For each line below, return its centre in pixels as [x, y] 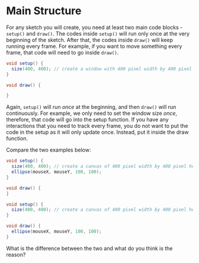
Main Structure [44, 11]
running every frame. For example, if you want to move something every [94, 46]
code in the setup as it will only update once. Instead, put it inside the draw [97, 132]
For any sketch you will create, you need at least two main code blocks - [94, 27]
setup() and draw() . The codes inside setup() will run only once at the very [98, 33]
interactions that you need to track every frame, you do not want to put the [97, 126]
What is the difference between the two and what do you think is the [89, 248]
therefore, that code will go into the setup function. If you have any [87, 120]
